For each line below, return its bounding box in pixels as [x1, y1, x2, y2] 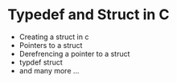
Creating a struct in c [19, 32, 89, 41]
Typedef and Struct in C [7, 6, 170, 24]
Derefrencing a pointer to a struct [19, 49, 130, 58]
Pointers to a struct [19, 40, 83, 49]
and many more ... [19, 65, 80, 75]
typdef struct [19, 57, 64, 67]
